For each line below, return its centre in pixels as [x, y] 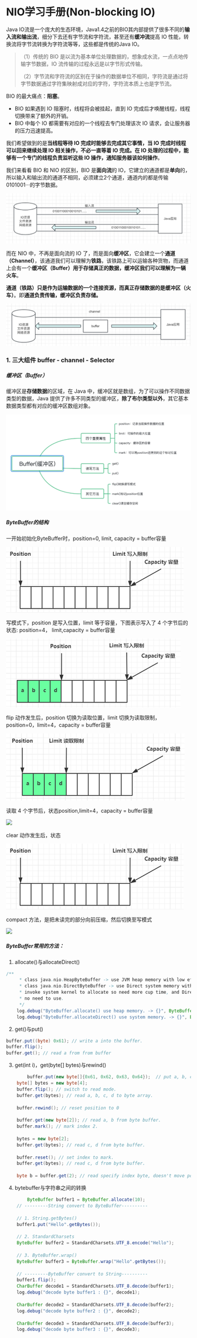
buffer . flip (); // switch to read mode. [67, 1089]
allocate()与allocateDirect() [47, 962]
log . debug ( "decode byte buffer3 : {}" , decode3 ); [79, 1329]
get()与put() [29, 1029]
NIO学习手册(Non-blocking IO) [81, 12]
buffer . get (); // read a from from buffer [59, 1053]
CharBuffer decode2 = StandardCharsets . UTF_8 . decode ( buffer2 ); [96, 1305]
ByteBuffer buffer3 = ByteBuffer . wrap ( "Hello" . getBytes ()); [91, 1261]
